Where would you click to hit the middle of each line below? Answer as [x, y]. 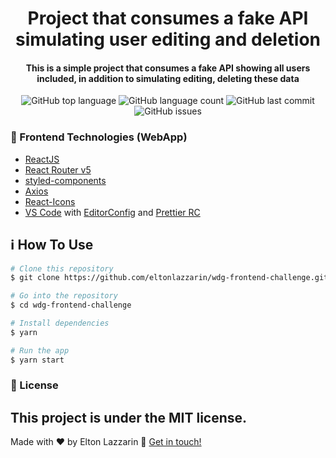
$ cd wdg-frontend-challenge [71, 305]
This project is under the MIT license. [129, 417]
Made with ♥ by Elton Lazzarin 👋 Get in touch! [106, 442]
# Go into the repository [64, 296]
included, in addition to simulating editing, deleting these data [168, 78]
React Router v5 [58, 169]
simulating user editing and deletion [168, 39]
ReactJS [42, 159]
